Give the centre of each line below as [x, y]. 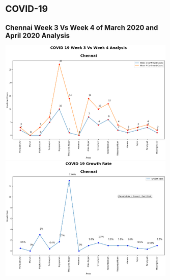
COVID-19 [27, 9]
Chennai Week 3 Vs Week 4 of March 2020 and [82, 28]
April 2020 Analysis [38, 35]
